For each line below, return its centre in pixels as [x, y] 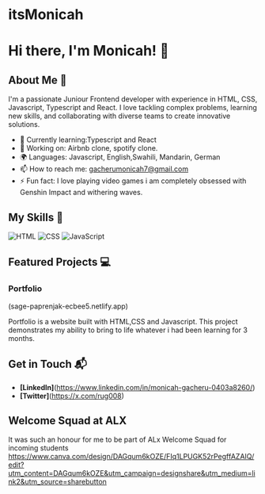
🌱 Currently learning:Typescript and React [88, 140]
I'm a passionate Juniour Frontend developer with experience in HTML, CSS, [133, 99]
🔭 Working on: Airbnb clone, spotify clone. [89, 148]
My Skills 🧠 [36, 217]
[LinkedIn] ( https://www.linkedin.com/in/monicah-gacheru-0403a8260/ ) [137, 387]
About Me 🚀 [38, 80]
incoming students [38, 448]
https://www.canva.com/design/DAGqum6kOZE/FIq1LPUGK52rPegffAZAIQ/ [131, 457]
